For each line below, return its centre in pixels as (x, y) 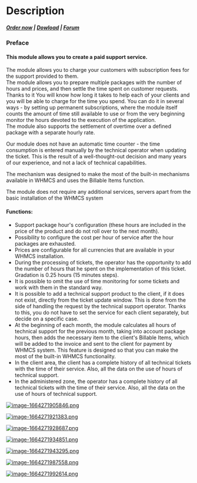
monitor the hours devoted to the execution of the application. (81, 120)
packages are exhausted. (45, 243)
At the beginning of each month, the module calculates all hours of (95, 325)
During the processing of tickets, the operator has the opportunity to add (103, 262)
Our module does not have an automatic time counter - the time (83, 144)
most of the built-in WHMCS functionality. (65, 356)
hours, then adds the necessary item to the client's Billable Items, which (102, 338)
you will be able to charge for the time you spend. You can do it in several (95, 101)
